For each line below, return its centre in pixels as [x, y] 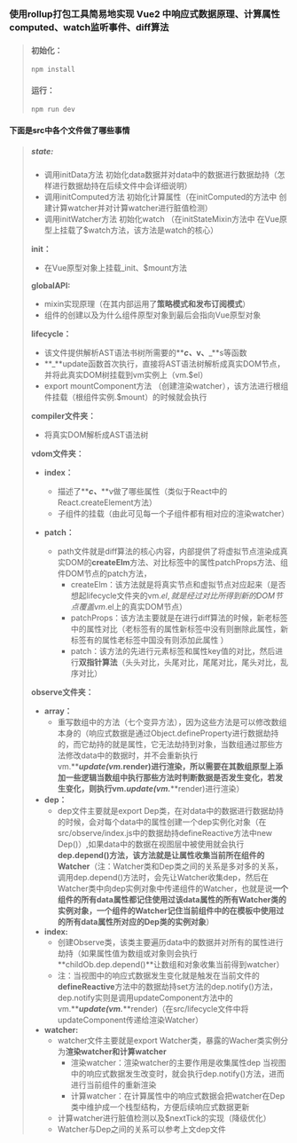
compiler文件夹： [63, 415]
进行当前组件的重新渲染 [113, 1084]
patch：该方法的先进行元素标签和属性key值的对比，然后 [173, 650]
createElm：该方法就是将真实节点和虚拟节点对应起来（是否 [178, 584]
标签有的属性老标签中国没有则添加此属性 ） [149, 640]
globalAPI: [51, 285]
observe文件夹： [62, 692]
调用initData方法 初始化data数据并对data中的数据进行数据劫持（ [160, 174]
